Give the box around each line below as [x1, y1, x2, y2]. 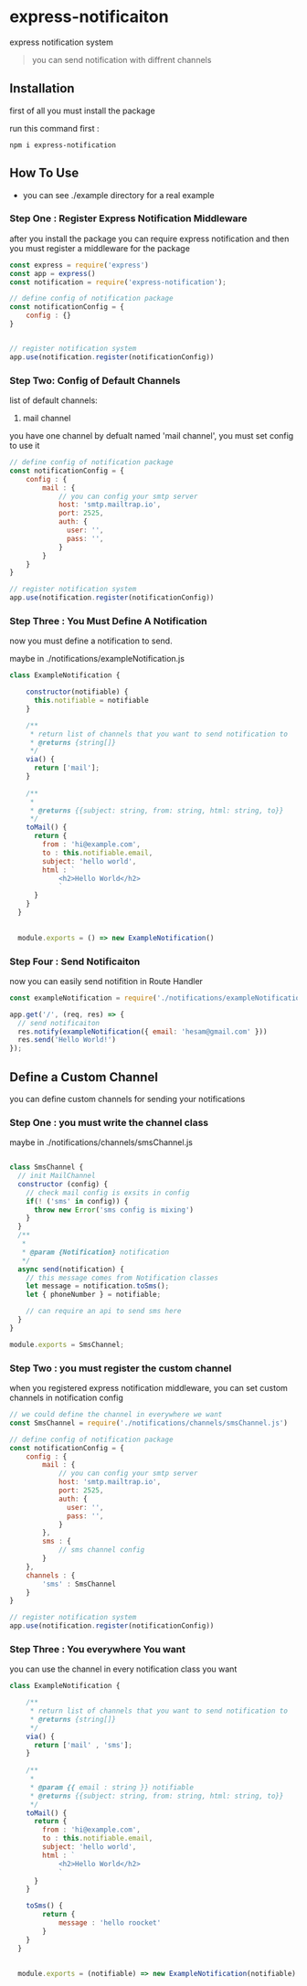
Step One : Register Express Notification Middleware [9, 212, 248, 225]
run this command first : [9, 122, 100, 133]
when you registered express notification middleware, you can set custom [9, 1383, 288, 1394]
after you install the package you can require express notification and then [9, 233, 290, 244]
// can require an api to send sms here [26, 1307, 182, 1316]
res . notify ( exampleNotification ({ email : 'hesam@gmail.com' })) [17, 1026, 268, 1036]
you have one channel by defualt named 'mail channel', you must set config [9, 430, 294, 441]
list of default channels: [9, 395, 98, 406]
